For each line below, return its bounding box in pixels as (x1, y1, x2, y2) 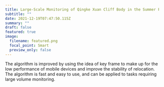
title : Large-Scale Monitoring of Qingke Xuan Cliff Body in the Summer (5, 7, 156, 12)
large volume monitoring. (5, 76, 55, 82)
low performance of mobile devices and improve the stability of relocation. (5, 66, 155, 72)
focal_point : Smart (9, 43, 49, 48)
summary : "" (5, 20, 29, 26)
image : (5, 34, 19, 39)
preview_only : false (9, 47, 51, 52)
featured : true (5, 29, 36, 34)
